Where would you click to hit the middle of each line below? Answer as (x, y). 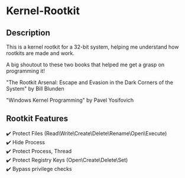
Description (28, 33)
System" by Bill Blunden (35, 89)
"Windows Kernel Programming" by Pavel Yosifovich (70, 100)
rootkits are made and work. (40, 53)
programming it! (26, 71)
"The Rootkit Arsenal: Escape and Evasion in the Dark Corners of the (90, 82)
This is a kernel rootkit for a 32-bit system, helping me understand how (92, 47)
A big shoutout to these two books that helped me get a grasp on (85, 64)
